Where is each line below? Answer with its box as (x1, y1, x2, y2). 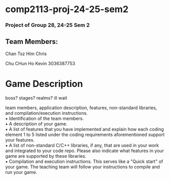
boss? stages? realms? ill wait (5, 95, 67, 101)
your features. (5, 137, 35, 143)
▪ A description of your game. (5, 120, 67, 127)
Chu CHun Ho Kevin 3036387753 (5, 60, 75, 66)
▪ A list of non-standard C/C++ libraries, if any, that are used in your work (5, 142, 159, 148)
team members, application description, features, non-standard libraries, (5, 105, 157, 111)
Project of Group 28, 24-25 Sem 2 (5, 22, 90, 29)
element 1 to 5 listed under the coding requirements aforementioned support (5, 131, 165, 138)
